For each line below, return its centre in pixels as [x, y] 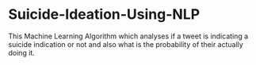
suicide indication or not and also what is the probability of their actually [126, 44]
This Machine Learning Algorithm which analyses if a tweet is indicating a [128, 36]
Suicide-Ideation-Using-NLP [104, 14]
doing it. [22, 52]
